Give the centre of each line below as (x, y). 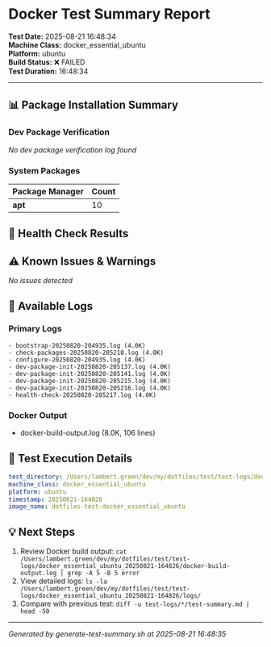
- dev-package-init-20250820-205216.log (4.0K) (90, 388)
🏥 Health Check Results (69, 234)
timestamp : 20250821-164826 (56, 499)
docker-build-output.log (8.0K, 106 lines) (88, 433)
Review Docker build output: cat (73, 551)
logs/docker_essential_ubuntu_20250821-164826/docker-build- (125, 566)
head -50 (35, 612)
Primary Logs (35, 329)
